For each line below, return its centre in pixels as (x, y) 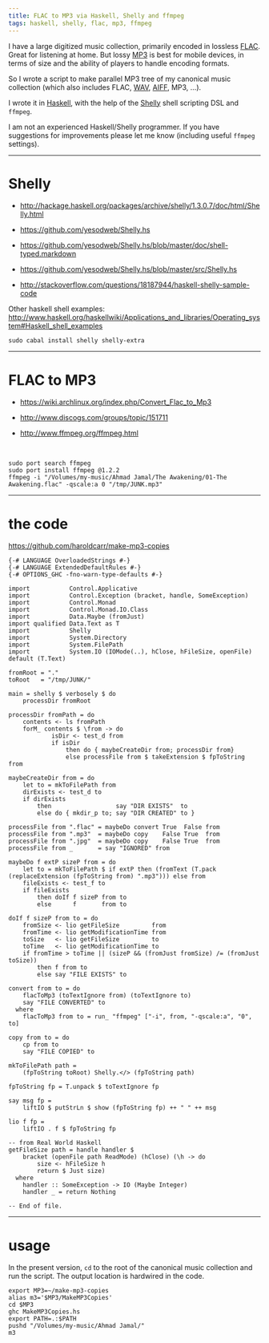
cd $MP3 (21, 1305)
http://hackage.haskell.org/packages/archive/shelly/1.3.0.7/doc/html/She (140, 206)
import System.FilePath (66, 645)
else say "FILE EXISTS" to (82, 975)
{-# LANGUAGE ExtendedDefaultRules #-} (75, 568)
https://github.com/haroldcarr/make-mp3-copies (89, 546)
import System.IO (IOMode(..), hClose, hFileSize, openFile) (130, 652)
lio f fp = (26, 1122)
